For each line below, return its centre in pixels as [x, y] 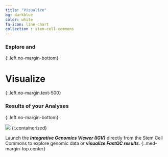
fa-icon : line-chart [27, 24]
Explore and [20, 47]
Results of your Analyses [37, 106]
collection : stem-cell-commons [40, 29]
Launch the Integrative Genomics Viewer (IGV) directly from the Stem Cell [84, 138]
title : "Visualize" [26, 10]
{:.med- [149, 143]
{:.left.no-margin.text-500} [33, 93]
